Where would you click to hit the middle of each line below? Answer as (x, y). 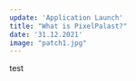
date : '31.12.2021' (46, 34)
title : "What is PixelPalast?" (68, 26)
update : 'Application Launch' (67, 18)
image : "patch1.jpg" (49, 43)
